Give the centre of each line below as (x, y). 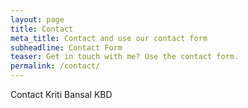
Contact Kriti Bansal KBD (61, 94)
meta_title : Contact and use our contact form (109, 38)
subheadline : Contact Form (66, 47)
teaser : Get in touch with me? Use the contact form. (125, 57)
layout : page (37, 19)
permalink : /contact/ (55, 66)
